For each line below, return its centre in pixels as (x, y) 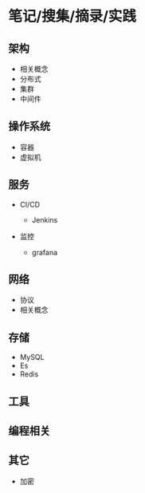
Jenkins (45, 219)
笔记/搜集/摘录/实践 (72, 16)
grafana (45, 252)
